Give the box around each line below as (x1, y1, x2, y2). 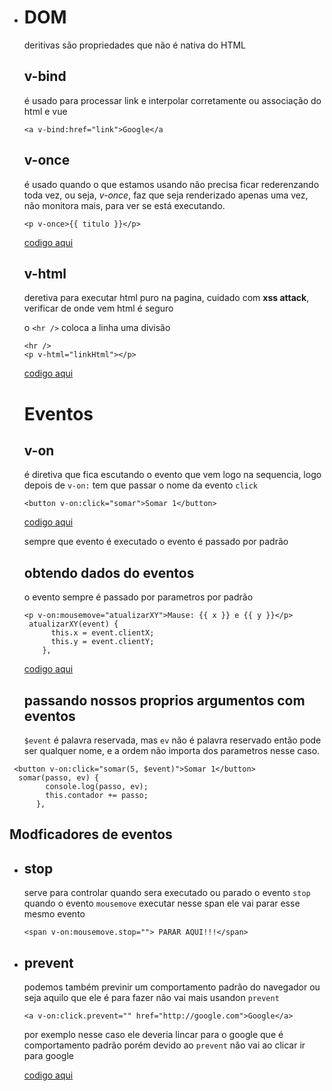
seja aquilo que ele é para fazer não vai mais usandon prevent (23, 992, 280, 1004)
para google (23, 1050, 74, 1062)
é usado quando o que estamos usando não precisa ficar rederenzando (23, 178, 320, 190)
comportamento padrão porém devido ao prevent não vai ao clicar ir (23, 1039, 306, 1051)
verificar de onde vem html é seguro (23, 302, 174, 315)
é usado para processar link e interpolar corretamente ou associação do (23, 94, 322, 106)
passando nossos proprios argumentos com (23, 692, 306, 709)
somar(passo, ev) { (18, 773, 100, 783)
